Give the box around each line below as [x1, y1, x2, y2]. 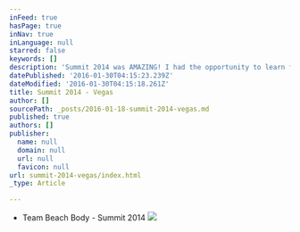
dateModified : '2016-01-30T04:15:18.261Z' [9, 79, 170, 88]
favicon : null [17, 162, 70, 171]
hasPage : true [9, 21, 62, 30]
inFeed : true [9, 12, 58, 22]
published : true [9, 112, 70, 121]
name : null [17, 137, 58, 146]
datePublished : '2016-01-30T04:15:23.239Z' [9, 71, 174, 80]
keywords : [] [9, 54, 58, 63]
